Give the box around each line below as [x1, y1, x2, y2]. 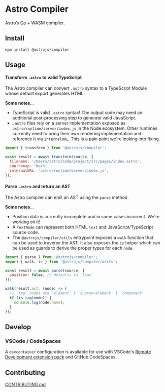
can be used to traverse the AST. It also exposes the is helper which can [12, 239, 161, 245]
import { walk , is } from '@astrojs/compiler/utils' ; [5, 259, 118, 264]
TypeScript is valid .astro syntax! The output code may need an [12, 110, 143, 116]
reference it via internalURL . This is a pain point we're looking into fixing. [12, 136, 160, 142]
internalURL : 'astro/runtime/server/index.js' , [9, 168, 109, 173]
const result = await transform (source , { [5, 155, 94, 159]
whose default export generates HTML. [5, 90, 85, 97]
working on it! [12, 219, 40, 225]
